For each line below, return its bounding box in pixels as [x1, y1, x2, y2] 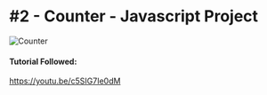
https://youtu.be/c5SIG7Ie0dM [9, 75, 121, 86]
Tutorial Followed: [9, 56, 77, 67]
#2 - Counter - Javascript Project [9, 6, 259, 27]
